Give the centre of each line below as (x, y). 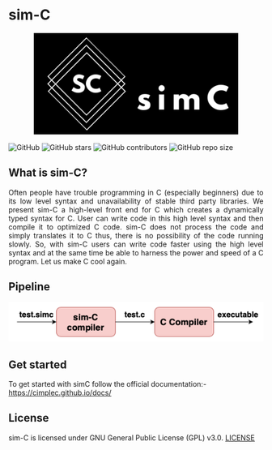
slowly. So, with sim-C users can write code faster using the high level (136, 244)
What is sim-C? (48, 173)
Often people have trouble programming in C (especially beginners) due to (136, 192)
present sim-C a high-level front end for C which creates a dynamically (136, 209)
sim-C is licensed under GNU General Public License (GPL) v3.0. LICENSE (132, 437)
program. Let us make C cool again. (68, 261)
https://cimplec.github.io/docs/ (60, 393)
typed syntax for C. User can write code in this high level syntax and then (136, 218)
